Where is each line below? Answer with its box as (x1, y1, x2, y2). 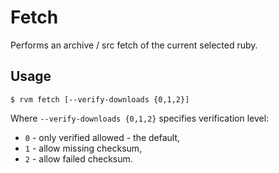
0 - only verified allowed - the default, (24, 131, 181, 143)
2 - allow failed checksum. (24, 152, 133, 165)
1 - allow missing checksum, (24, 142, 143, 154)
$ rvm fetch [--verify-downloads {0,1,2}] (10, 94, 190, 105)
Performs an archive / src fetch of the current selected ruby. (10, 39, 258, 51)
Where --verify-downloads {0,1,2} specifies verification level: (10, 112, 270, 124)
